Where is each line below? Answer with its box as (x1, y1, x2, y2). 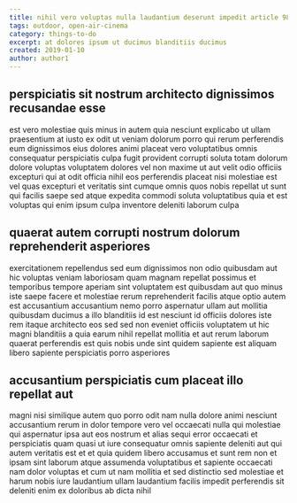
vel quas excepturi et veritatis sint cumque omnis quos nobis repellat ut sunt (9, 181, 287, 191)
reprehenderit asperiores (9, 239, 150, 254)
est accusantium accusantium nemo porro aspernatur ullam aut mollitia (9, 300, 268, 311)
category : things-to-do (9, 29, 97, 38)
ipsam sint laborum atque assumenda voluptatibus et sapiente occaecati (9, 457, 273, 468)
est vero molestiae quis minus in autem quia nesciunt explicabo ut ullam (9, 124, 271, 135)
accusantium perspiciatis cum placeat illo (9, 373, 244, 388)
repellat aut (9, 387, 73, 402)
